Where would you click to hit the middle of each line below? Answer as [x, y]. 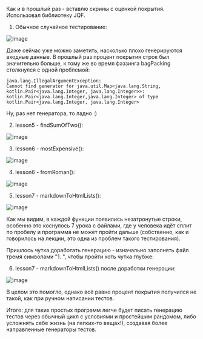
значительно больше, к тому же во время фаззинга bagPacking [88, 63]
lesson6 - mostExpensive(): [49, 149]
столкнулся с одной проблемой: [48, 70]
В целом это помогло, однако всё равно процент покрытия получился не [101, 292]
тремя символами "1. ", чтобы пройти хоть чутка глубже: [80, 257]
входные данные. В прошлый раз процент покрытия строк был [88, 57]
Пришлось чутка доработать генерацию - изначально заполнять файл [98, 250]
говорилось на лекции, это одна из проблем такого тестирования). [93, 238]
